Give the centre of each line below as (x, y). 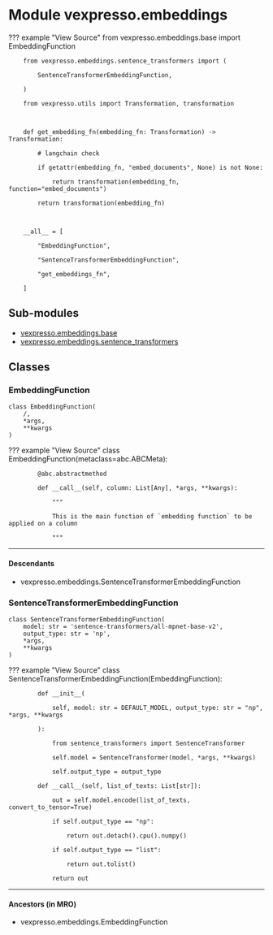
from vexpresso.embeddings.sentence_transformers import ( (125, 61)
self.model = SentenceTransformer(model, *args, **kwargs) (154, 757)
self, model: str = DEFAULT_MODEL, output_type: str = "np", (158, 708)
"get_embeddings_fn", (74, 274)
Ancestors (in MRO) (43, 904)
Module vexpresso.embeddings (118, 15)
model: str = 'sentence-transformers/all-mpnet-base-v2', (123, 626)
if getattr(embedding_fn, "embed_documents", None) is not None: (151, 167)
